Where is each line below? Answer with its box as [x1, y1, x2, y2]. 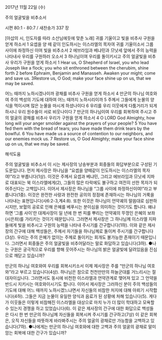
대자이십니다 [5, 275, 29, 281]
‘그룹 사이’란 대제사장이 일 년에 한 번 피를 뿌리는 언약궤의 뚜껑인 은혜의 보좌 [14, 210, 156, 215]
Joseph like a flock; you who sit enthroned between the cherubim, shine [5, 65, 149, 71]
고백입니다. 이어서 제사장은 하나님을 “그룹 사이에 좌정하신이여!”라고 [26, 186, 152, 191]
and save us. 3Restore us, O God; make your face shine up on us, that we [5, 75, 151, 81]
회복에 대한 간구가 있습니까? [14, 330, 67, 336]
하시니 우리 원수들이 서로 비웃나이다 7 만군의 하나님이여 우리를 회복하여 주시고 [5, 109, 152, 114]
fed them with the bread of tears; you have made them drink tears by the [5, 125, 150, 131]
